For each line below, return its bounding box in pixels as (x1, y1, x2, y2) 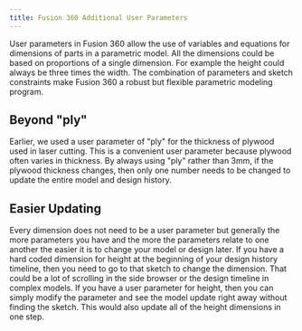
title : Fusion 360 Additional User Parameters (9, 13, 188, 23)
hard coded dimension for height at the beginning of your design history (9, 254, 278, 265)
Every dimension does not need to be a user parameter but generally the (9, 225, 280, 236)
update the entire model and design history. (9, 175, 172, 185)
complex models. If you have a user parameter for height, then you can (9, 282, 274, 294)
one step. (9, 311, 45, 322)
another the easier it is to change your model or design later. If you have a (9, 244, 285, 255)
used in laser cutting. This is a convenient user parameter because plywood (9, 146, 292, 156)
